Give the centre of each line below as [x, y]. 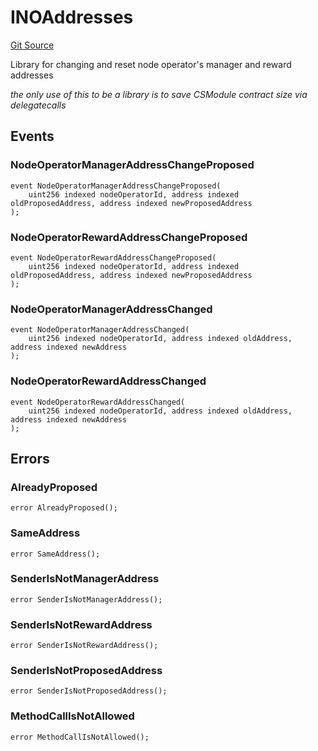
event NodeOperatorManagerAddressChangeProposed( [116, 186]
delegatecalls [38, 105]
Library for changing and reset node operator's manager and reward [151, 64]
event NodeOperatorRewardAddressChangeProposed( [113, 257]
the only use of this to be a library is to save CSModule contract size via [159, 94]
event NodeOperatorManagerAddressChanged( [100, 330]
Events [32, 136]
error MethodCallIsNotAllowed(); [80, 737]
